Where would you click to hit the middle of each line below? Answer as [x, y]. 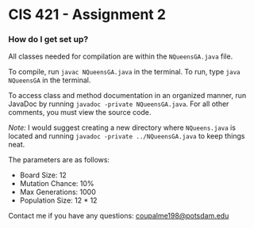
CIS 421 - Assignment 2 [87, 15]
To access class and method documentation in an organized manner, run [127, 96]
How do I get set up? [48, 40]
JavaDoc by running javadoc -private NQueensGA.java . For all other [119, 104]
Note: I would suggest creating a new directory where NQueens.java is [122, 127]
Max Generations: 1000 [58, 192]
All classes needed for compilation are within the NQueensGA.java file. [121, 56]
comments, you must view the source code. [80, 112]
